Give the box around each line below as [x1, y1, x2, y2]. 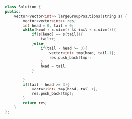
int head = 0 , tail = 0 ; [23, 23, 74, 28]
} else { [31, 41, 45, 46]
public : [5, 9, 21, 14]
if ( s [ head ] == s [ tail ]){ [31, 32, 83, 37]
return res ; [23, 100, 48, 105]
